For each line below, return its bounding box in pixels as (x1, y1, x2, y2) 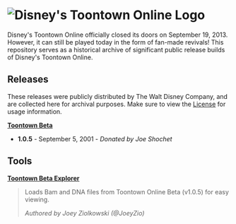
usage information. (7, 107, 62, 116)
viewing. (24, 195, 49, 204)
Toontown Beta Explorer (7, 174, 80, 182)
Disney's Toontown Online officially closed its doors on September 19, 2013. (7, 30, 228, 39)
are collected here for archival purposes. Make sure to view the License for (7, 100, 226, 108)
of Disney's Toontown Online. (7, 53, 93, 61)
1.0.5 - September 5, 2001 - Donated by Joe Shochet (17, 134, 172, 143)
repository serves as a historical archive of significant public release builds (7, 45, 225, 54)
